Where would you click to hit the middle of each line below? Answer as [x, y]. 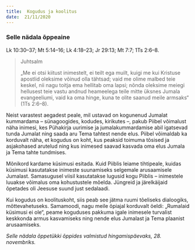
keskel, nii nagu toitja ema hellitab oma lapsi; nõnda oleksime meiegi [102, 85]
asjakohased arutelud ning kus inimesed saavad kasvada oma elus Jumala [95, 146]
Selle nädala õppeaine [38, 37]
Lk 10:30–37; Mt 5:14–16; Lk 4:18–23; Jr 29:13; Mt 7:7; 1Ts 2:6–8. [83, 50]
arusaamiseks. [23, 224]
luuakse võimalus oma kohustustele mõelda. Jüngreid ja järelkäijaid [87, 182]
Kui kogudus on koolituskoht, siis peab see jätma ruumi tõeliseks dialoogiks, [97, 200]
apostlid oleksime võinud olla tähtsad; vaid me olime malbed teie [98, 79]
